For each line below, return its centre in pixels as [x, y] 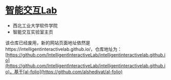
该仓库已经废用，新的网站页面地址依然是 [48, 43]
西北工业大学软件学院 [35, 25]
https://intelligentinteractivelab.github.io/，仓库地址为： [64, 49]
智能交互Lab [31, 10]
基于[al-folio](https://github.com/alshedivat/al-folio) [68, 71]
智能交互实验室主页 [33, 32]
